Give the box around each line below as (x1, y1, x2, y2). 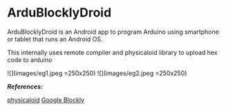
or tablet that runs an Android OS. (7, 34, 103, 43)
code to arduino (7, 55, 53, 63)
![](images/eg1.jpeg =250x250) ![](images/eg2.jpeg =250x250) (7, 69, 187, 77)
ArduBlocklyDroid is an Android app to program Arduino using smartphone (7, 28, 219, 36)
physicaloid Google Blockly (7, 95, 85, 104)
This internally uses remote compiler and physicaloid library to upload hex (7, 48, 218, 57)
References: (7, 82, 44, 90)
